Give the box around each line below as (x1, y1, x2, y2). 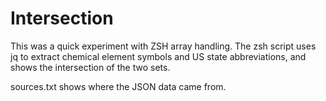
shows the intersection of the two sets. (10, 61, 171, 73)
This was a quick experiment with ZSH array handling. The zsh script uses (10, 40, 317, 52)
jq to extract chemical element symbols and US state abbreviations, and (10, 50, 307, 62)
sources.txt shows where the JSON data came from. (10, 80, 227, 92)
